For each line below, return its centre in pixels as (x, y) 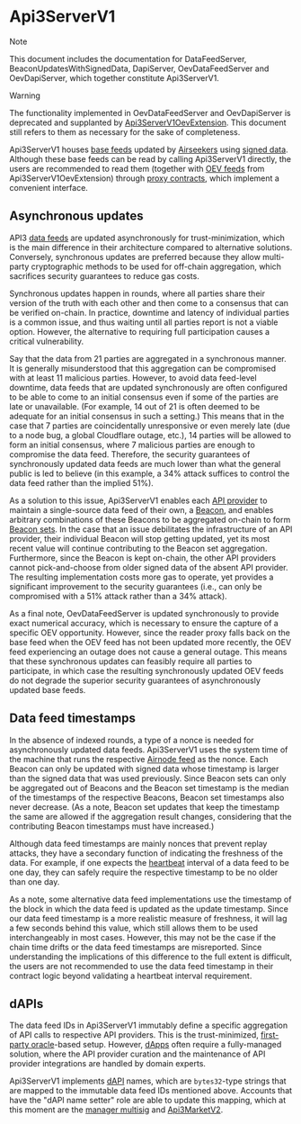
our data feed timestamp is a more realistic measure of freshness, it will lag (148, 918)
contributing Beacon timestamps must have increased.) (112, 826)
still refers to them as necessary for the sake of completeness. (125, 131)
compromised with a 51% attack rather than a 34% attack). (118, 596)
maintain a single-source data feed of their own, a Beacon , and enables (142, 509)
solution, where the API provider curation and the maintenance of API (137, 1054)
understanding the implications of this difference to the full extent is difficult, (151, 957)
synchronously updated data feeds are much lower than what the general (145, 463)
